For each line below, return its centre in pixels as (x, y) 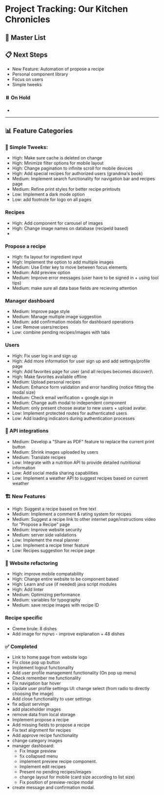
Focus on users (28, 79)
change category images (37, 741)
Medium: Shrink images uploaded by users (55, 452)
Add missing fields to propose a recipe (51, 725)
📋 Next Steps (26, 55)
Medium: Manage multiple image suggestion (57, 317)
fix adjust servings (31, 704)
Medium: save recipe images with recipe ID (55, 605)
